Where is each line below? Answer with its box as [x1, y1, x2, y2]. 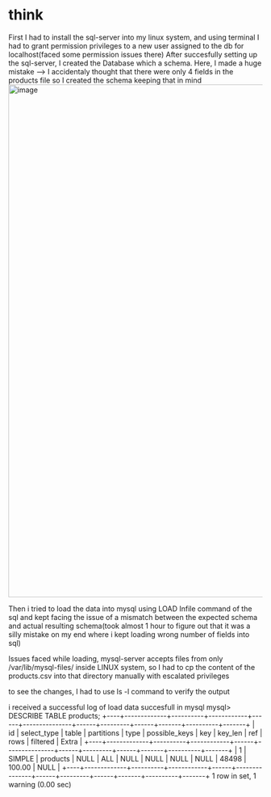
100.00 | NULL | [8, 762, 60, 772]
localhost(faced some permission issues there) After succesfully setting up [8, 49, 258, 59]
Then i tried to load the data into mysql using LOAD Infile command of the [8, 604, 252, 614]
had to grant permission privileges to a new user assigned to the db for [8, 40, 244, 50]
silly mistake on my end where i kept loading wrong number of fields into [8, 629, 250, 639]
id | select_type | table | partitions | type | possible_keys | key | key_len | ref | [8, 727, 263, 737]
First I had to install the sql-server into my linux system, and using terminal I [8, 32, 260, 42]
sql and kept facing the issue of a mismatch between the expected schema [8, 612, 258, 622]
